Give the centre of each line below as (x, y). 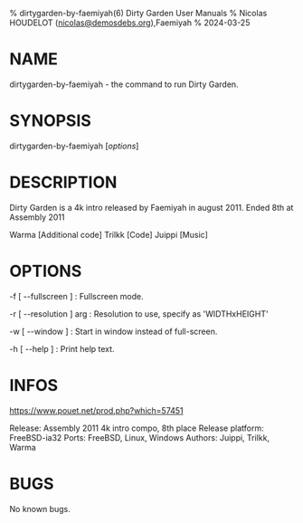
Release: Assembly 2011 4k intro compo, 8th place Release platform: (137, 428)
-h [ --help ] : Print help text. (62, 348)
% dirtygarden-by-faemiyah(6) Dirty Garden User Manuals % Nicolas (138, 13)
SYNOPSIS (51, 121)
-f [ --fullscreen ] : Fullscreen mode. (76, 296)
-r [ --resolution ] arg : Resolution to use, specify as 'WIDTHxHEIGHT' (139, 314)
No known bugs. (40, 509)
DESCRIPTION (63, 182)
